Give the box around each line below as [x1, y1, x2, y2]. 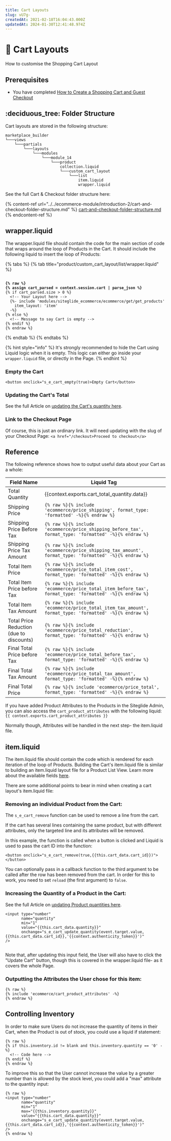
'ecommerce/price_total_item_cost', [44, 567, 133, 573]
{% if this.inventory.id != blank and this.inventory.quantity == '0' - [5, 1043, 163, 1048]
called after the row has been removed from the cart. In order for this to [5, 871, 155, 878]
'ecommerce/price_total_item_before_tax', [44, 586, 149, 592]
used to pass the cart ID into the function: [5, 843, 93, 849]
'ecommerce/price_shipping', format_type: [44, 507, 149, 513]
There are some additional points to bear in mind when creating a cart [5, 782, 152, 789]
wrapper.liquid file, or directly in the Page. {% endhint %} [5, 355, 127, 361]
